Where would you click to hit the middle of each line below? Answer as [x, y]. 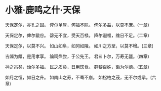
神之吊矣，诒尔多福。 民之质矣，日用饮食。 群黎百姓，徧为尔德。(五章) [77, 67]
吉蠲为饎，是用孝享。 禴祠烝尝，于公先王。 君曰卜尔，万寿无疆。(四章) [77, 56]
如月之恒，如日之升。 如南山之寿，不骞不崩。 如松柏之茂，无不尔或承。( [79, 77]
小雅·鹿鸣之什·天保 [43, 10]
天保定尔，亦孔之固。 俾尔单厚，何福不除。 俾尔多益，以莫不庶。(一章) [77, 25]
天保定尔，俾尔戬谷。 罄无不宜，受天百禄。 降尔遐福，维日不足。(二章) [77, 35]
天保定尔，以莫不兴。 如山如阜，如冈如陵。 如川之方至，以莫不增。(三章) [80, 45]
